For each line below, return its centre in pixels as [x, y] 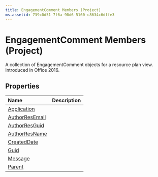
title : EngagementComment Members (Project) [53, 10]
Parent [16, 167]
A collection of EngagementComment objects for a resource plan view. [79, 65]
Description [67, 101]
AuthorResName [27, 134]
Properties [22, 86]
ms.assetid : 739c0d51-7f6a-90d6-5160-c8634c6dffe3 [60, 15]
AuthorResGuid [26, 126]
